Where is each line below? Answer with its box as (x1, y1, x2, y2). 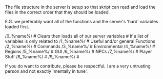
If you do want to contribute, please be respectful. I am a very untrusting (5, 63, 151, 69)
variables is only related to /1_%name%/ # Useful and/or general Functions (5, 38, 155, 44)
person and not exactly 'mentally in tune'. (5, 68, 88, 74)
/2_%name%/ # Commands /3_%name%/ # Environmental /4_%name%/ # (5, 44, 155, 49)
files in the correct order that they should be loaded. (5, 9, 110, 15)
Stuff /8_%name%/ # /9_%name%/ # (5, 54, 80, 60)
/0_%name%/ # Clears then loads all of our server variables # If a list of (5, 33, 149, 39)
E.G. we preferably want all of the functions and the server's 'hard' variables (5, 19, 159, 24)
